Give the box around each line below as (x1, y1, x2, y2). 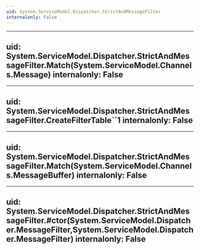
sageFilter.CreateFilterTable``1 (6, 115, 121, 125)
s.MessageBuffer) (6, 170, 75, 180)
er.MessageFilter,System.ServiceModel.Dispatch (6, 225, 194, 235)
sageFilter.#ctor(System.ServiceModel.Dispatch (6, 216, 191, 226)
